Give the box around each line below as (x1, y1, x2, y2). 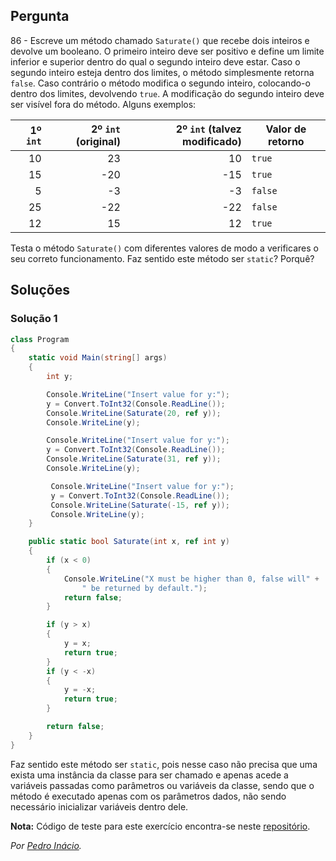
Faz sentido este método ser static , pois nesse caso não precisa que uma (10, 758, 318, 770)
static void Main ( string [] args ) (28, 353, 168, 363)
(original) (75, 134, 121, 148)
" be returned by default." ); (81, 583, 208, 593)
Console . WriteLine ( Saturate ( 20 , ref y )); (46, 408, 222, 418)
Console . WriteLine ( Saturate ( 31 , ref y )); (46, 454, 222, 464)
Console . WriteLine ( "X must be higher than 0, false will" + (63, 574, 320, 584)
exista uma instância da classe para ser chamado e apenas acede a (10, 769, 289, 781)
